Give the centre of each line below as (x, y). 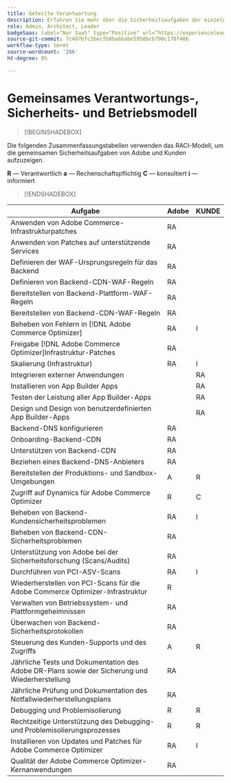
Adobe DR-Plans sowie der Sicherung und (79, 670)
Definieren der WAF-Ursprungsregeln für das (84, 262)
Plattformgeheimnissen (48, 611)
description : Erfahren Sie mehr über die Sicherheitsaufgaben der (104, 20)
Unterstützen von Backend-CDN (64, 450)
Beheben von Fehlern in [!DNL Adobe (71, 324)
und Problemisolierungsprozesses (66, 730)
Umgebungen (33, 481)
